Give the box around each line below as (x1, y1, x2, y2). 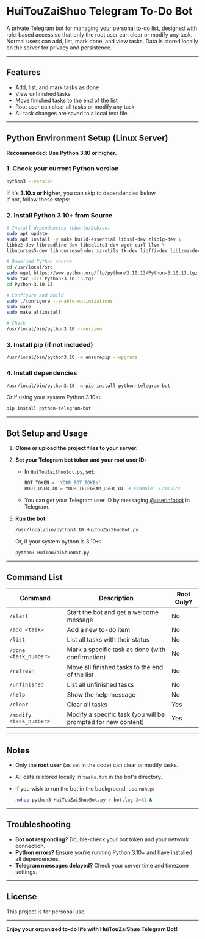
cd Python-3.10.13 (6, 281, 53, 288)
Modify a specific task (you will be (67, 710, 165, 719)
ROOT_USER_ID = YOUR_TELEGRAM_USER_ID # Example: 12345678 (24, 485, 181, 491)
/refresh (9, 667, 35, 675)
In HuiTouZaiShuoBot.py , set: (24, 468, 95, 476)
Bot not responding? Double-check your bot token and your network (15, 835, 189, 843)
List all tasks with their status (67, 636, 150, 644)
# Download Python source (6, 258, 72, 265)
